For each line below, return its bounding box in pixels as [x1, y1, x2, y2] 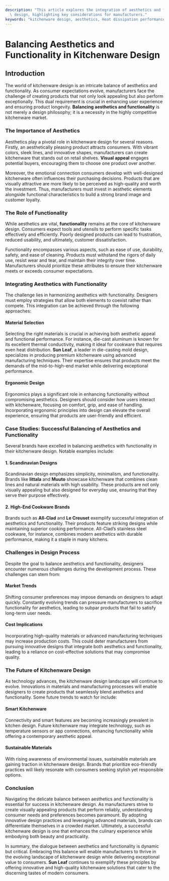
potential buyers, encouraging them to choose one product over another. [5, 160, 156, 166]
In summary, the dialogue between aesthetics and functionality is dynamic [5, 843, 159, 849]
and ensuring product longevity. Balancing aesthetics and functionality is [5, 104, 160, 110]
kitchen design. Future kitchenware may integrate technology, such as [5, 722, 151, 728]
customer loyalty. [5, 197, 41, 203]
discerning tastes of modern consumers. [5, 870, 90, 876]
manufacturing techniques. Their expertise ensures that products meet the [5, 357, 160, 363]
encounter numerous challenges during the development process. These [5, 565, 156, 572]
